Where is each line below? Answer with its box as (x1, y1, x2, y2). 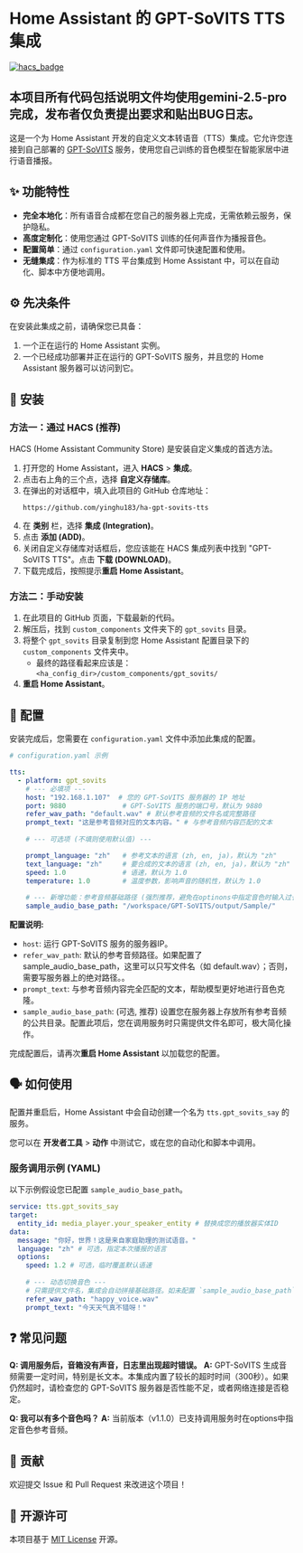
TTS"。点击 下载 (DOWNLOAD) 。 (51, 554, 177, 565)
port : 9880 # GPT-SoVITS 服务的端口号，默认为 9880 (25, 801, 263, 810)
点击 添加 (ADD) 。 (22, 532, 90, 542)
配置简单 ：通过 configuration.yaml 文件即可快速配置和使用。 (22, 243, 251, 254)
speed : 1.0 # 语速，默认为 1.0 (25, 868, 188, 877)
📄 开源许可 (9, 1508, 68, 1523)
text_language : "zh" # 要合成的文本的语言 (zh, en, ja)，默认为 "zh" (25, 860, 291, 869)
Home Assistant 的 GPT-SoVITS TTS (9, 8, 286, 29)
